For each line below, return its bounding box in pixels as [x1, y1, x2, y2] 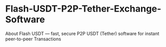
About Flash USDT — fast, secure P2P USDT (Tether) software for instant [5, 30, 159, 36]
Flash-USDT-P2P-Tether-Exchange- [5, 3, 162, 15]
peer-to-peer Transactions [5, 36, 61, 42]
